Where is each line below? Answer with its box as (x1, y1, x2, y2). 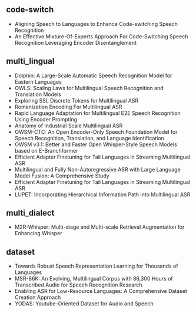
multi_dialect (6, 208, 55, 218)
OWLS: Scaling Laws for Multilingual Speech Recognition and (14, 84, 164, 91)
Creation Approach (14, 294, 61, 301)
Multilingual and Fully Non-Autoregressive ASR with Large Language (14, 166, 181, 173)
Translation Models (14, 91, 62, 98)
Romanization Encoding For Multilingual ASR (14, 103, 122, 110)
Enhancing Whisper (14, 230, 62, 237)
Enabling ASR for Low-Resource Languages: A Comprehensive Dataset (14, 288, 187, 295)
